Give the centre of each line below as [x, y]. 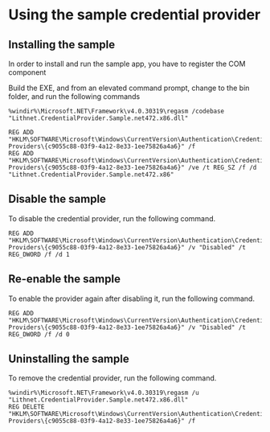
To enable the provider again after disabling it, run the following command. [132, 298]
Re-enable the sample [64, 279]
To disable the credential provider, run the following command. [112, 218]
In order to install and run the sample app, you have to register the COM [127, 64]
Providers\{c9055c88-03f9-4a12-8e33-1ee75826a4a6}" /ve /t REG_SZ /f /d [133, 167]
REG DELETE [27, 407]
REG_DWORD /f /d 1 [39, 254]
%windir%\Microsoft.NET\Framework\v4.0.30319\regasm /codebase [117, 111]
